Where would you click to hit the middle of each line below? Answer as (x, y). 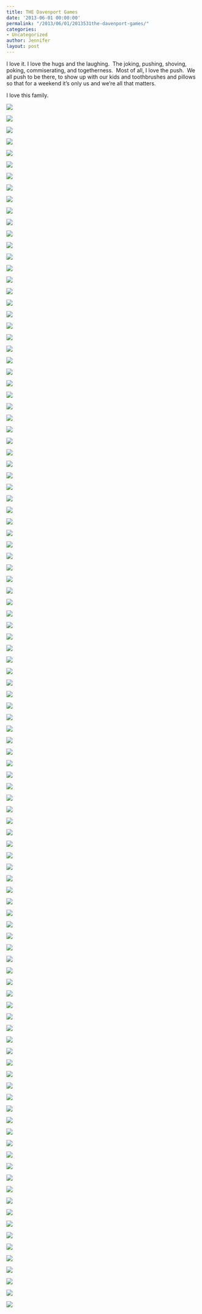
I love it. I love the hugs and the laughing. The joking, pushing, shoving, (97, 64)
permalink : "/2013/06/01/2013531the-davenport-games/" (78, 23)
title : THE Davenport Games (42, 12)
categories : (21, 29)
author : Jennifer (28, 41)
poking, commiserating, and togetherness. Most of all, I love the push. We (101, 70)
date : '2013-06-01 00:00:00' (43, 18)
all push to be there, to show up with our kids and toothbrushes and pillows (101, 77)
